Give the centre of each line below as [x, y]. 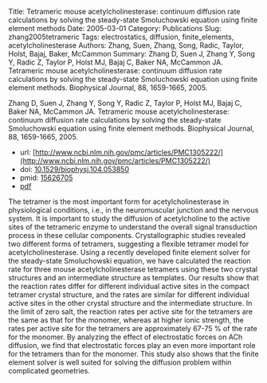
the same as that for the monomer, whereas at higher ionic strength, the [126, 320]
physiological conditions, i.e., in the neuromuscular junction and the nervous [133, 210]
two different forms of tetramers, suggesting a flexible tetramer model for [129, 244]
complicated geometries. [49, 371]
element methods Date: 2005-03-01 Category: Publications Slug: [115, 28]
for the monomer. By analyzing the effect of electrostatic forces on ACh [126, 337]
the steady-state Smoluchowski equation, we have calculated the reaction [130, 261]
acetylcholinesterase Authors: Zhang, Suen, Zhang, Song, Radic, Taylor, [126, 45]
